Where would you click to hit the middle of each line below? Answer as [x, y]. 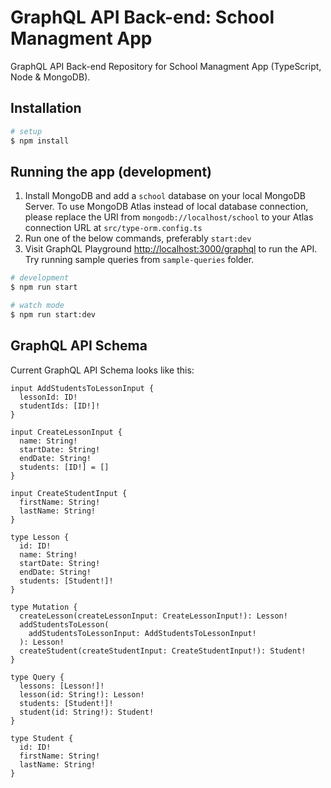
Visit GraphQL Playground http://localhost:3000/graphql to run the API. [171, 249]
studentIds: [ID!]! [60, 406]
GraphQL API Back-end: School [142, 17]
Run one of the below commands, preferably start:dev [138, 238]
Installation [46, 108]
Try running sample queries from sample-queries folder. [139, 260]
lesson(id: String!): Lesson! [82, 694]
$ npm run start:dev [53, 314]
